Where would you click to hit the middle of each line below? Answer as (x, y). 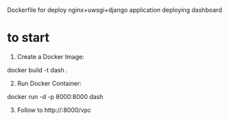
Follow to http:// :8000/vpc (54, 110)
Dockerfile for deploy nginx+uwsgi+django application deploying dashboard (114, 10)
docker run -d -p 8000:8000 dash (55, 96)
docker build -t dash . (37, 70)
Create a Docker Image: (50, 56)
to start (28, 38)
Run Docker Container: (49, 83)
